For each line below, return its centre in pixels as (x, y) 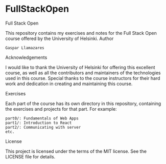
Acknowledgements (26, 57)
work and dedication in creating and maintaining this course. (69, 84)
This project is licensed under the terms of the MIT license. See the (76, 151)
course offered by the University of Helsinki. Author (60, 38)
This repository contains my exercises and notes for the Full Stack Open (81, 33)
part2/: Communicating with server (43, 127)
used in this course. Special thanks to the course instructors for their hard (83, 78)
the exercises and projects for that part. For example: (61, 109)
